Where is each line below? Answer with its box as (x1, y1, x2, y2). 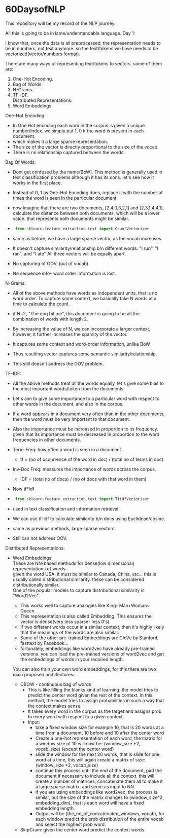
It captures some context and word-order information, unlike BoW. (12, 341, 151, 347)
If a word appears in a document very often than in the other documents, (12, 411, 165, 417)
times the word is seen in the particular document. (12, 195, 118, 201)
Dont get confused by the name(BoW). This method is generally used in (12, 169, 162, 175)
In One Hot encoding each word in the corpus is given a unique (12, 122, 145, 128)
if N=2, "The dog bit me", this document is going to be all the (12, 310, 140, 316)
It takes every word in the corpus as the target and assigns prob (27, 708, 162, 714)
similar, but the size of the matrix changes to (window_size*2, (35, 794, 164, 800)
